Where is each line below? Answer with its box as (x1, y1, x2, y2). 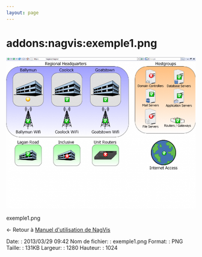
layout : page (6, 10, 39, 16)
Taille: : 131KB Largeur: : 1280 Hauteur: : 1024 (6, 244, 118, 251)
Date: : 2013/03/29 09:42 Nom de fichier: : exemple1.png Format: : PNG (6, 238, 183, 245)
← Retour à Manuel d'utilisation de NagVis (6, 226, 111, 233)
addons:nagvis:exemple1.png (6, 36, 158, 50)
